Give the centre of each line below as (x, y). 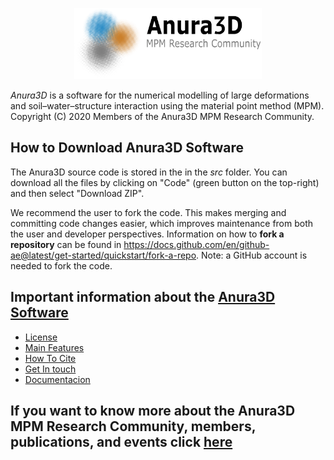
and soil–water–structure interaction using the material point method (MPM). (167, 106)
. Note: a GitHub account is (252, 255)
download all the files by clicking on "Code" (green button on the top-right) (165, 182)
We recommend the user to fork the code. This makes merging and (148, 212)
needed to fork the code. (61, 265)
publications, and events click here (121, 442)
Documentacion (57, 379)
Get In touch (50, 369)
